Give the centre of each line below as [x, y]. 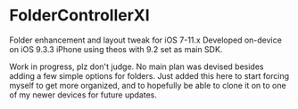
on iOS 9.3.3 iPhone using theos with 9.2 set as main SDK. [116, 49]
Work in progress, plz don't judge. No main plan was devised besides [137, 66]
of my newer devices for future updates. [83, 95]
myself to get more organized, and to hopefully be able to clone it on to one [148, 85]
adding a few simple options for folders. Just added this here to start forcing [149, 75]
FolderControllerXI [79, 16]
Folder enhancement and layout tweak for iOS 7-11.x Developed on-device [146, 40]
